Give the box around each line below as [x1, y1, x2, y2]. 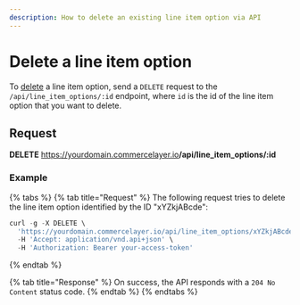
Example [9, 171, 48, 184]
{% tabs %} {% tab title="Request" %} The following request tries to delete [9, 192, 286, 202]
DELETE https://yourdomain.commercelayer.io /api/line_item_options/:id [9, 149, 277, 161]
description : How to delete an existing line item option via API [9, 12, 262, 22]
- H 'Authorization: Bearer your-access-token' [17, 243, 194, 252]
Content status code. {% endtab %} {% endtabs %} [9, 286, 198, 297]
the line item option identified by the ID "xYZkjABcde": [9, 202, 208, 212]
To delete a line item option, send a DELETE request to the [9, 81, 218, 92]
